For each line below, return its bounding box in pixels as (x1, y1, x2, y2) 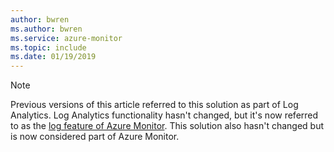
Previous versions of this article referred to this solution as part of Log (10, 99, 299, 111)
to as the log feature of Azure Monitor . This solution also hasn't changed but (10, 120, 325, 132)
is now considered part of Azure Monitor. (10, 131, 180, 143)
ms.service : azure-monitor (10, 33, 123, 43)
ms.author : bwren (10, 24, 83, 34)
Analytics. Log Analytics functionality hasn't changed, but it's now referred (10, 109, 319, 121)
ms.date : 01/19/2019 (10, 52, 97, 62)
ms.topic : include (10, 42, 87, 53)
